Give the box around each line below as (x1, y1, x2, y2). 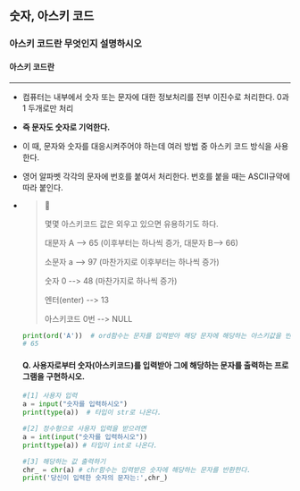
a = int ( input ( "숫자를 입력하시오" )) (21, 432, 148, 441)
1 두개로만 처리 (21, 102, 74, 114)
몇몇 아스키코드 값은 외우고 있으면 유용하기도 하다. (44, 218, 219, 229)
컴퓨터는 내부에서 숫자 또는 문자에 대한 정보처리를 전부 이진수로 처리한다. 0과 (21, 91, 290, 102)
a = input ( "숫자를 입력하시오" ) (21, 400, 128, 409)
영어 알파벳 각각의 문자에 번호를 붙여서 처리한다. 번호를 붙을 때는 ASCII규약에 (21, 171, 290, 182)
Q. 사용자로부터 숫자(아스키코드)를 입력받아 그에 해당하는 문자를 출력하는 (21, 360, 273, 370)
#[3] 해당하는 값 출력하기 (21, 457, 106, 466)
